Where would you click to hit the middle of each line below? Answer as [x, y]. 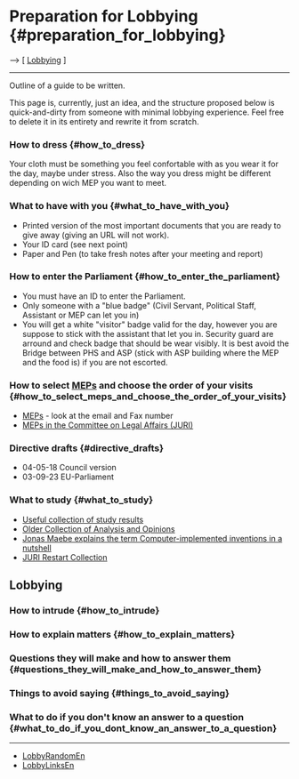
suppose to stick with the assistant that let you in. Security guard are [148, 333]
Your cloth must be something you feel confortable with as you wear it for [144, 164]
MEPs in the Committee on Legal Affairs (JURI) [108, 425]
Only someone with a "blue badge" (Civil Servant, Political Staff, [139, 305]
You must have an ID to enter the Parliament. [104, 296]
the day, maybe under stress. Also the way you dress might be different [140, 173]
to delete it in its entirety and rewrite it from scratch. [104, 121]
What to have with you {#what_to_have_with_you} [119, 206]
